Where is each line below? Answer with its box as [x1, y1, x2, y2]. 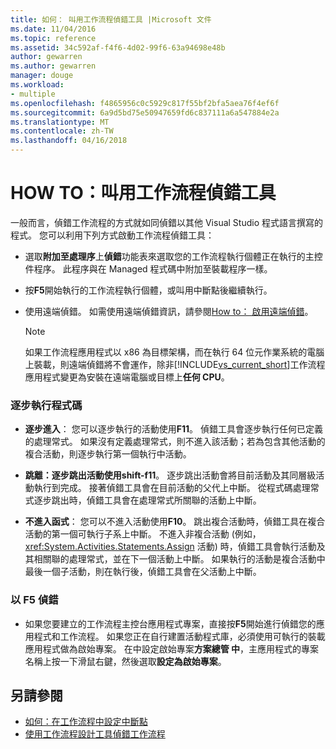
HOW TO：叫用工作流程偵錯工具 [10, 182, 277, 205]
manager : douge [10, 71, 74, 81]
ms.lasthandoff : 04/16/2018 [10, 136, 128, 146]
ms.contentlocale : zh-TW [10, 126, 114, 136]
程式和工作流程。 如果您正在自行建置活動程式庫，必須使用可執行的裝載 [33, 630, 326, 642]
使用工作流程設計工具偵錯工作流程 [24, 728, 166, 740]
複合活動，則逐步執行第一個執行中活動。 [24, 448, 192, 460]
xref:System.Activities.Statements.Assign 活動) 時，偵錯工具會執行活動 [24, 541, 317, 553]
